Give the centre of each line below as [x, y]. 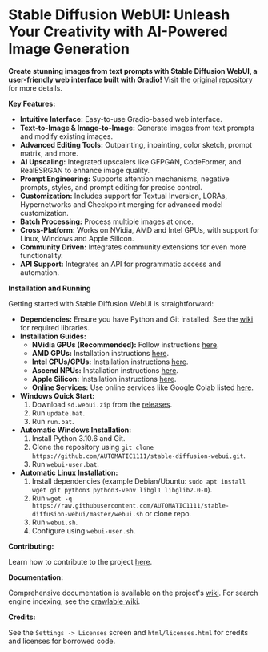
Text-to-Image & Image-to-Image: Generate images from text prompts [137, 128]
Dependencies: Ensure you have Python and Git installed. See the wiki [136, 319]
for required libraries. [55, 327]
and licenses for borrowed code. [62, 641]
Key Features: [32, 103]
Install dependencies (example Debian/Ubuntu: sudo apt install [139, 481]
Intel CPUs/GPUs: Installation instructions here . [110, 362]
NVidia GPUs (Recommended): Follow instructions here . [126, 344]
